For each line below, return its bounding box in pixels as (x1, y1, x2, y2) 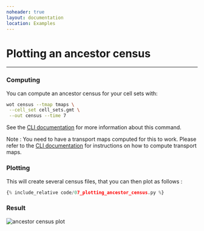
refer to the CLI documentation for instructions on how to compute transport (6, 142, 197, 149)
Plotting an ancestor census (6, 46, 151, 60)
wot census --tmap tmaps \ (6, 101, 75, 107)
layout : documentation (6, 15, 64, 21)
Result (6, 204, 26, 212)
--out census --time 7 (8, 113, 67, 119)
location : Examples (6, 20, 56, 26)
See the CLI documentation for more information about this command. (6, 124, 182, 131)
